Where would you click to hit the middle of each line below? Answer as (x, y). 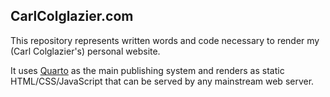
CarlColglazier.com (72, 16)
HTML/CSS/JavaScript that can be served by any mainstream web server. (162, 81)
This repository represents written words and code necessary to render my (165, 40)
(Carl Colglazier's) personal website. (85, 51)
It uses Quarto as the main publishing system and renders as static (147, 70)
